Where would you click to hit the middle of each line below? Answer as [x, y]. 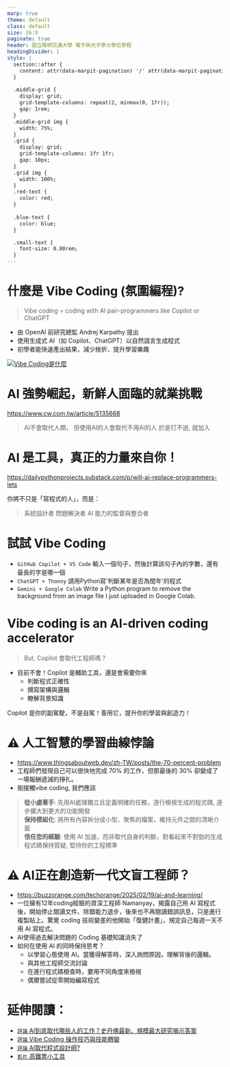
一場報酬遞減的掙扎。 [47, 779]
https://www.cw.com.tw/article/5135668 [64, 413]
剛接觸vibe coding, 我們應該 [56, 787]
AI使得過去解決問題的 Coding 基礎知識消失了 [80, 937]
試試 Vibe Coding [56, 543]
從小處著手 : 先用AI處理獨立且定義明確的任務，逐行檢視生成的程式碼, [119, 802]
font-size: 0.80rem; [49, 249]
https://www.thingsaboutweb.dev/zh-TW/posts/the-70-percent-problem [119, 762]
